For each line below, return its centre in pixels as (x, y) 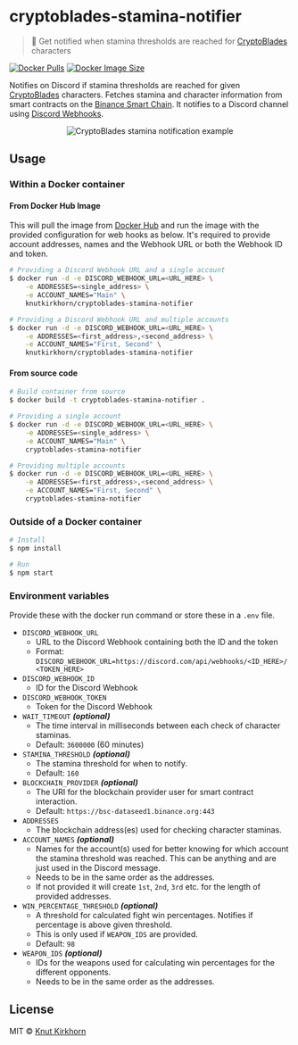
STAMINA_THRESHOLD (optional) (76, 754)
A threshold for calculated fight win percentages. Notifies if (144, 915)
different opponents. (73, 972)
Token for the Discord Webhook (94, 706)
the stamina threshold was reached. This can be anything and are (156, 858)
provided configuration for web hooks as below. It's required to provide (140, 235)
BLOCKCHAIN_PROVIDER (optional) (80, 782)
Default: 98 (55, 944)
